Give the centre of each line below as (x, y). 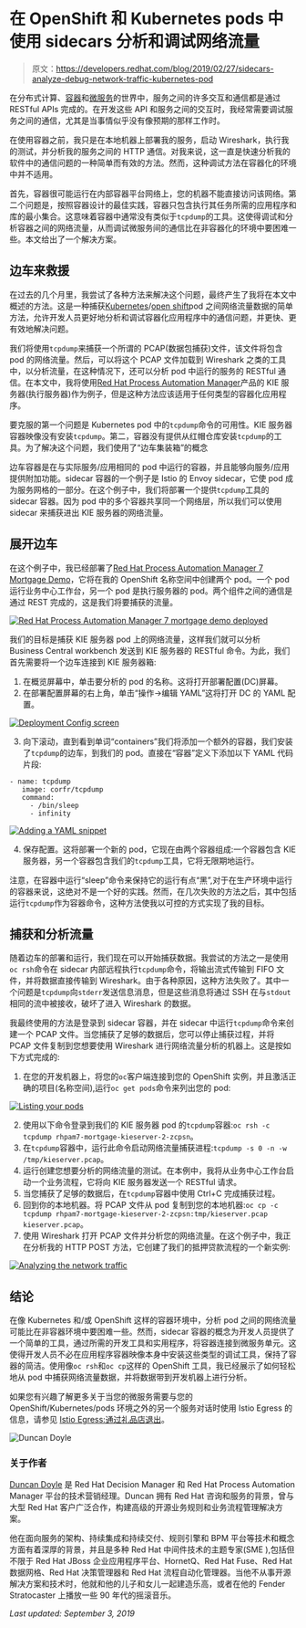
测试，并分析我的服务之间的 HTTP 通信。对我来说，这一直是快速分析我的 (154, 151)
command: (38, 797)
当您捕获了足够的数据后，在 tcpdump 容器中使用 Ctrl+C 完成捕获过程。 (151, 1193)
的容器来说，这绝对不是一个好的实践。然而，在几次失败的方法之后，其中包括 (153, 891)
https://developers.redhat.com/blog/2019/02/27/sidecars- (165, 68)
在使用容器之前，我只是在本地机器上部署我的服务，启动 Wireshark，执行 (146, 140)
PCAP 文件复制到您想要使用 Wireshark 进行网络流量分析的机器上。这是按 (147, 1045)
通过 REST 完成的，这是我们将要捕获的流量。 (94, 602)
